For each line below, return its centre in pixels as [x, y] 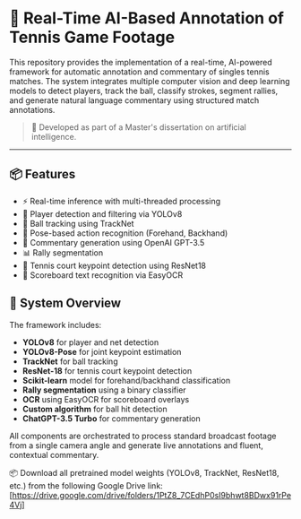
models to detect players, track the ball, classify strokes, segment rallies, [144, 91]
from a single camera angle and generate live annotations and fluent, [137, 445]
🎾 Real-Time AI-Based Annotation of [147, 18]
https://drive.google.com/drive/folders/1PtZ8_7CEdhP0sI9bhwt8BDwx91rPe [152, 495]
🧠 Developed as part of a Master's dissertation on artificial [138, 127]
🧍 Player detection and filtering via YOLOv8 [102, 213]
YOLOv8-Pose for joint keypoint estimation [102, 351]
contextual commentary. [54, 454]
